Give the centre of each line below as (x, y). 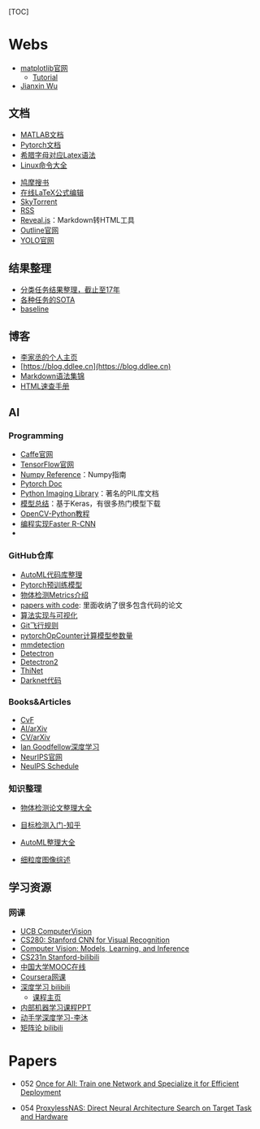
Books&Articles (40, 702)
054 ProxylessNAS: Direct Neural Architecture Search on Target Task (136, 1108)
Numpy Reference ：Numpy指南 (73, 475)
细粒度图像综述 (45, 859)
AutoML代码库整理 (51, 575)
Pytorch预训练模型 (51, 585)
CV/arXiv (35, 737)
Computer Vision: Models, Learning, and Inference (104, 948)
